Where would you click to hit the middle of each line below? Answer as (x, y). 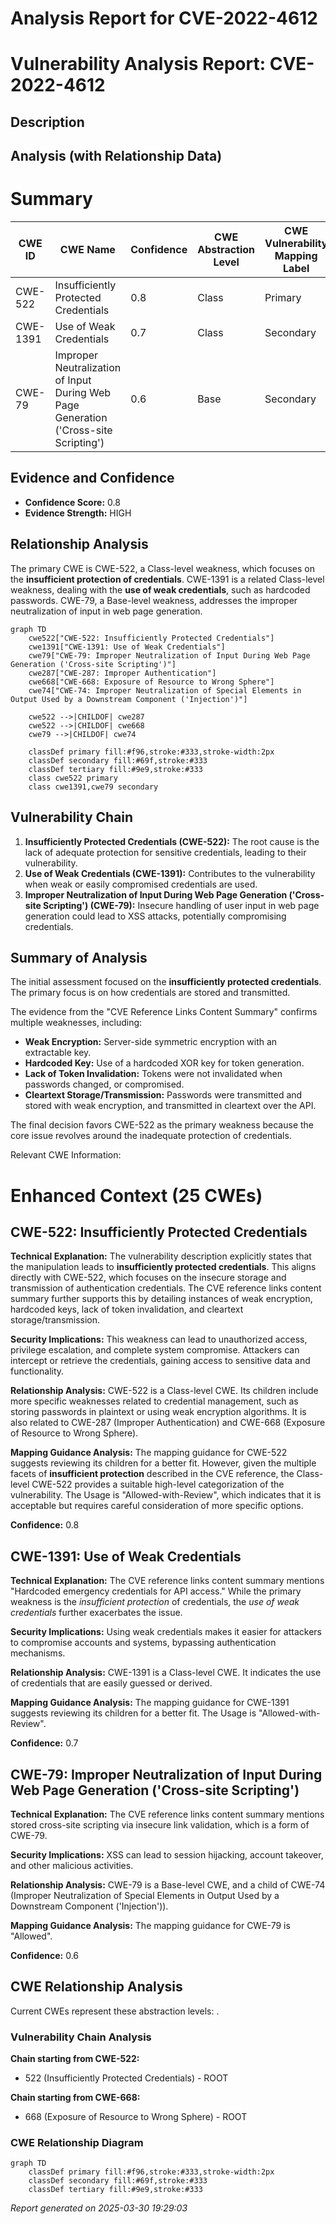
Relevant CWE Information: (66, 1155)
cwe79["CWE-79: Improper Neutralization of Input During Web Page (169, 655)
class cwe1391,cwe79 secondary (93, 787)
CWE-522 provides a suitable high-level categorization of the (158, 1484)
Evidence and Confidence (92, 478)
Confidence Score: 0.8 (72, 502)
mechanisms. (38, 1653)
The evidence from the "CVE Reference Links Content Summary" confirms (164, 1012)
